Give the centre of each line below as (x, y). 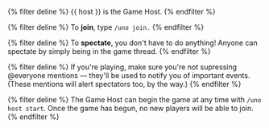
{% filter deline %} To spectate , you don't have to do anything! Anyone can (133, 43)
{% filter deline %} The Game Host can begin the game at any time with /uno (134, 99)
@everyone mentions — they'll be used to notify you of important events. (129, 75)
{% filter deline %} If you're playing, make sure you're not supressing (122, 67)
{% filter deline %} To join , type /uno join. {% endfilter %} (106, 27)
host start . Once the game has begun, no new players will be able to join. (131, 108)
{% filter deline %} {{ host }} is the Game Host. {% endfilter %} (112, 12)
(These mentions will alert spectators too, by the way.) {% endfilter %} (124, 84)
